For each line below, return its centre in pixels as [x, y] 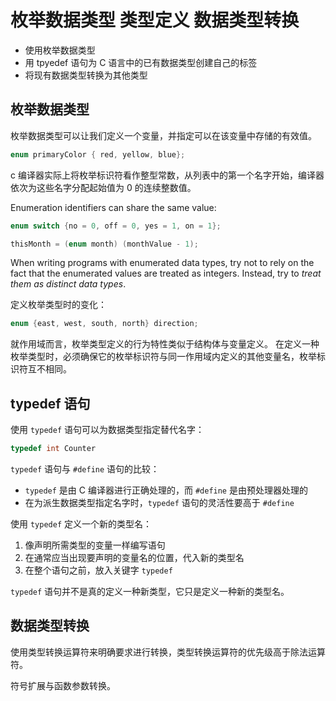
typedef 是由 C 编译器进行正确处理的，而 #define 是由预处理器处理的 [166, 490]
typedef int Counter [53, 449]
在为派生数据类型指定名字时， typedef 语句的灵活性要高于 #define [159, 502]
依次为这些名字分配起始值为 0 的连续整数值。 [103, 187]
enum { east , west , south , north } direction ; [104, 324]
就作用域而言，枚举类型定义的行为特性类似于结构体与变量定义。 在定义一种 [165, 344]
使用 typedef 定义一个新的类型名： [81, 523]
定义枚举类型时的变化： [58, 305]
